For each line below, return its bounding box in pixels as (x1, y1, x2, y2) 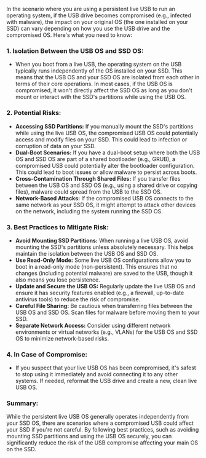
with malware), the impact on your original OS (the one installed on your (6, 18, 189, 25)
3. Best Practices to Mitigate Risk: (6, 223, 109, 231)
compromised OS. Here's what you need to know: (6, 31, 132, 39)
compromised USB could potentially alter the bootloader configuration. (15, 162, 195, 169)
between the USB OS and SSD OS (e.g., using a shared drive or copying (15, 181, 198, 189)
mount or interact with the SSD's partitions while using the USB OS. (15, 93, 186, 101)
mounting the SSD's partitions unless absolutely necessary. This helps (15, 243, 194, 251)
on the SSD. (6, 446, 37, 453)
